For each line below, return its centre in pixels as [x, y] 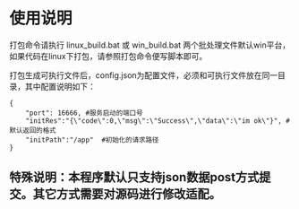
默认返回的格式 [33, 130]
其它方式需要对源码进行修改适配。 [127, 194]
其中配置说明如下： [60, 86]
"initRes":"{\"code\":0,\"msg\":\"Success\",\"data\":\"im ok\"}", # [158, 121]
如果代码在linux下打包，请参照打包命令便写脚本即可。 [108, 56]
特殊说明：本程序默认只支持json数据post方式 [134, 177]
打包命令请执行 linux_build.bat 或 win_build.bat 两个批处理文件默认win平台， [150, 45]
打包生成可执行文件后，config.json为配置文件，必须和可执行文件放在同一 [144, 75]
